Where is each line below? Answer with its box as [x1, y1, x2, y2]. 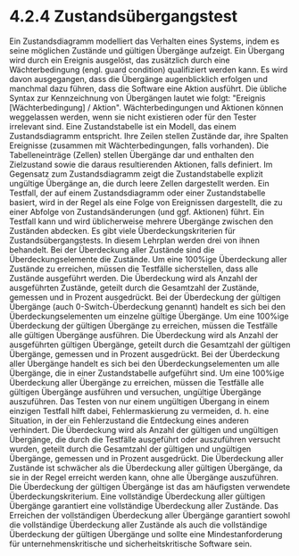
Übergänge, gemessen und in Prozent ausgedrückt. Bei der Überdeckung [9, 348, 280, 359]
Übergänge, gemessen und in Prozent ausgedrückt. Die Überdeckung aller [9, 452, 284, 463]
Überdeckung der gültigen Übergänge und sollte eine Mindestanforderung [9, 528, 283, 539]
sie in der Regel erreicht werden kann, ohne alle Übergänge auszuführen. [9, 471, 279, 483]
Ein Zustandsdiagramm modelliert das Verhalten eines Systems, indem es [9, 36, 279, 46]
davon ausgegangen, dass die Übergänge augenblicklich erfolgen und [9, 73, 268, 84]
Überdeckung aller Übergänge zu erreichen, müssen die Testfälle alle [9, 377, 265, 387]
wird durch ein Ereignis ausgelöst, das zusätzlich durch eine [9, 54, 230, 65]
